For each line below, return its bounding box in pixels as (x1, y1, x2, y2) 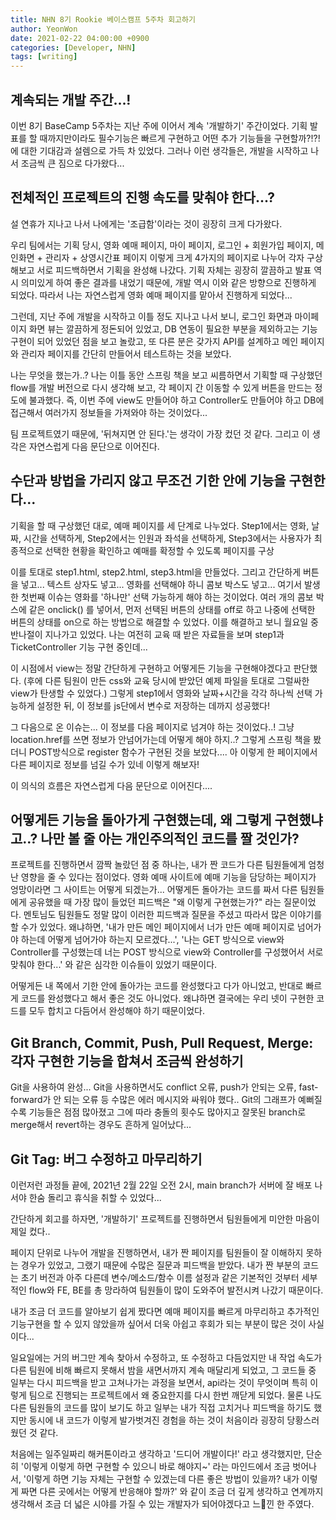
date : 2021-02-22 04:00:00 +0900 (10, 33, 150, 43)
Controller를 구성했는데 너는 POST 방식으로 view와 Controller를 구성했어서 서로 (10, 946, 324, 958)
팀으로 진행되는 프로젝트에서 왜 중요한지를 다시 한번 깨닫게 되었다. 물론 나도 (28, 1389, 323, 1401)
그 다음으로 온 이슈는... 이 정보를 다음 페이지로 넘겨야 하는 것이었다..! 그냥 (10, 721, 295, 733)
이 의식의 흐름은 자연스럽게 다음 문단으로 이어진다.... (10, 779, 213, 791)
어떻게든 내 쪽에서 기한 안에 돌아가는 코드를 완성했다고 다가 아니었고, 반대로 (10, 980, 304, 992)
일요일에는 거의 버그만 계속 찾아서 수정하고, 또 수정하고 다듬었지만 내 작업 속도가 (10, 1352, 323, 1363)
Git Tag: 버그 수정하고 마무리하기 (10, 1151, 203, 1168)
